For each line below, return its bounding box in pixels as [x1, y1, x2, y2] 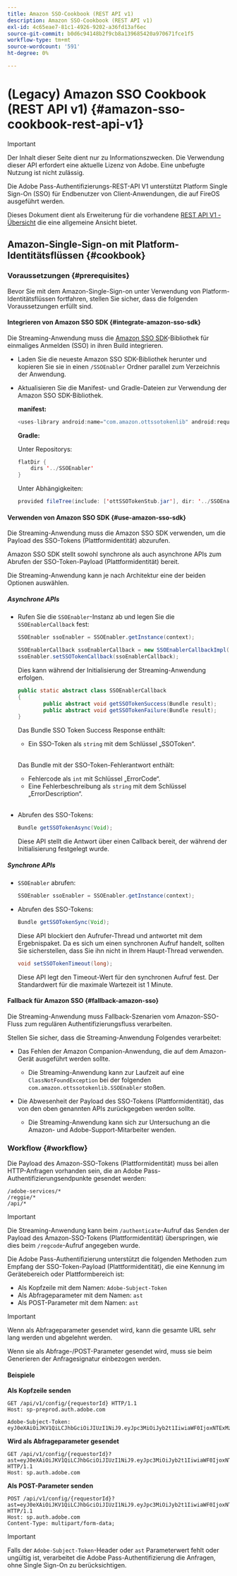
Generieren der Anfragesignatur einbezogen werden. [7, 1354, 162, 1363]
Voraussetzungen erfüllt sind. [7, 301, 93, 311]
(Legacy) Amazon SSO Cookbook [7, 86, 207, 102]
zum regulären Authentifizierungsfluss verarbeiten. [24, 1019, 173, 1028]
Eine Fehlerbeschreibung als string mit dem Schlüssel [28, 782, 187, 790]
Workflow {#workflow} [7, 1143, 88, 1153]
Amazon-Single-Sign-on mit [7, 239, 135, 251]
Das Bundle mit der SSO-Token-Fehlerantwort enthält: [17, 761, 175, 769]
